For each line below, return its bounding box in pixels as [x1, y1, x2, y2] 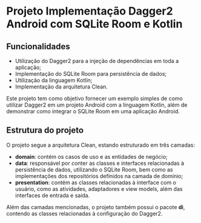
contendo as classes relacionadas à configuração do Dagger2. [6, 210, 163, 217]
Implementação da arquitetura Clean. [15, 83, 108, 90]
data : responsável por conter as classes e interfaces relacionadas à [15, 159, 185, 167]
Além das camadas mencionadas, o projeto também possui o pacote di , [6, 203, 185, 210]
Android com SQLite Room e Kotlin [6, 17, 183, 31]
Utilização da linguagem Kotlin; [15, 77, 93, 84]
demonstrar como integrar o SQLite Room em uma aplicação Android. [6, 108, 180, 115]
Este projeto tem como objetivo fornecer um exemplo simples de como [6, 95, 183, 102]
